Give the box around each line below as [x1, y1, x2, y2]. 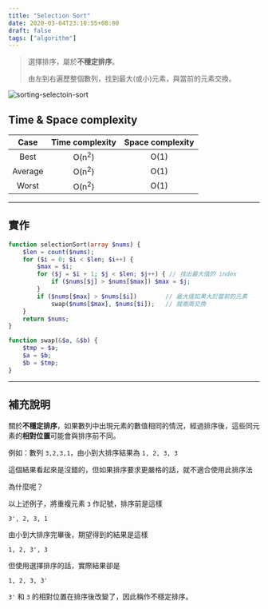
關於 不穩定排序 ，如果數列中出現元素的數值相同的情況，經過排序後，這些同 [8, 420, 253, 430]
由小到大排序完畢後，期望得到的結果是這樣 [8, 529, 148, 539]
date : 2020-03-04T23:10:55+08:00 [8, 19, 120, 27]
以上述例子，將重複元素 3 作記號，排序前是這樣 [8, 499, 164, 508]
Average [12, 165, 44, 177]
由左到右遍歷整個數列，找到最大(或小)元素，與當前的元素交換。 [27, 74, 237, 84]
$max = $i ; [37, 263, 73, 271]
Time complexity [51, 137, 117, 148]
